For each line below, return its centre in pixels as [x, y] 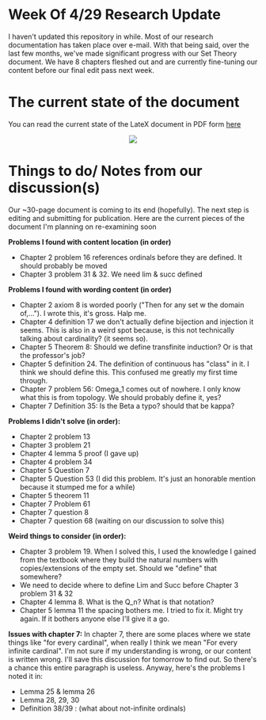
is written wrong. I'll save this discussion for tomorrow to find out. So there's [133, 659]
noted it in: [26, 676]
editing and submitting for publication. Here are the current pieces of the [127, 218]
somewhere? [41, 577]
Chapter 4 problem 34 [56, 462]
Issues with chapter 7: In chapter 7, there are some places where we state [129, 634]
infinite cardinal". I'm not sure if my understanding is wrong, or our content [130, 650]
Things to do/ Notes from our [105, 171]
